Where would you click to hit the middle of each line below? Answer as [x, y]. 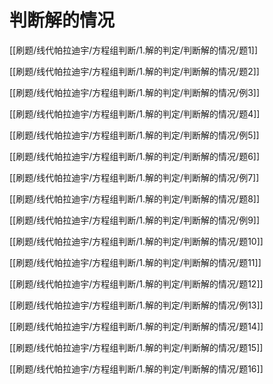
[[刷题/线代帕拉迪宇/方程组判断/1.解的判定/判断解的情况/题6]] [135, 156]
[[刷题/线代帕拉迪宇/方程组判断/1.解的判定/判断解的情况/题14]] [136, 326]
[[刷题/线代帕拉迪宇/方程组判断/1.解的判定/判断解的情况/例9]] [135, 220]
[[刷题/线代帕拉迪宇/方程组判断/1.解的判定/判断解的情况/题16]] [136, 368]
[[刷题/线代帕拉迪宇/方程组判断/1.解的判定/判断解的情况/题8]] [135, 198]
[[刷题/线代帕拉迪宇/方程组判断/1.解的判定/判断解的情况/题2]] [134, 71]
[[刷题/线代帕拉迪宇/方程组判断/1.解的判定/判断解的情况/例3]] [135, 92]
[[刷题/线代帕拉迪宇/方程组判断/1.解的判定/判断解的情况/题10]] [136, 241]
